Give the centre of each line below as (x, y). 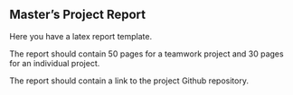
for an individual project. (55, 63)
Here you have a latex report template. (80, 36)
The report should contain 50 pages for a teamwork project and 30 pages (146, 54)
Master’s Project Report (78, 15)
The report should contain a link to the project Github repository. (129, 81)
